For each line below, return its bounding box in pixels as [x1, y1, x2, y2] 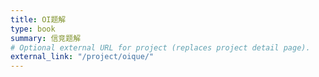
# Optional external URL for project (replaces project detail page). [10, 42, 311, 53]
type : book [10, 24, 56, 34]
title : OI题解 [10, 14, 67, 25]
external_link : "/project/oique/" [10, 52, 155, 62]
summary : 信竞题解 [10, 33, 82, 43]
